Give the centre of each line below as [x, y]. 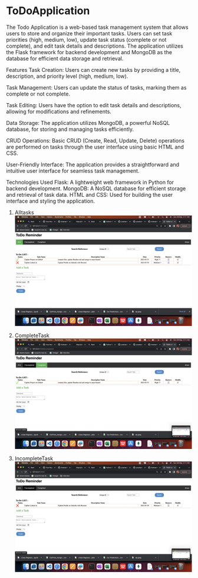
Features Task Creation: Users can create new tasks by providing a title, [93, 70]
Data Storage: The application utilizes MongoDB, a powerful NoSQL [88, 123]
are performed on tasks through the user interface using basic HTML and [95, 147]
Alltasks [24, 212]
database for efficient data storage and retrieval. [65, 58]
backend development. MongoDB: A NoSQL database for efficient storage [96, 188]
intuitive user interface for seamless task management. [73, 171]
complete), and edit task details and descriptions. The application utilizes [95, 46]
